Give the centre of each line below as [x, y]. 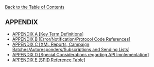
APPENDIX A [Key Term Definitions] [48, 34]
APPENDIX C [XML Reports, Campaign [51, 44]
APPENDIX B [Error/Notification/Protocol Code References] [71, 39]
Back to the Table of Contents [35, 7]
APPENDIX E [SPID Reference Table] [49, 60]
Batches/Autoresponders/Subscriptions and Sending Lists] [71, 49]
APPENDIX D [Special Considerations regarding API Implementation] [80, 54]
